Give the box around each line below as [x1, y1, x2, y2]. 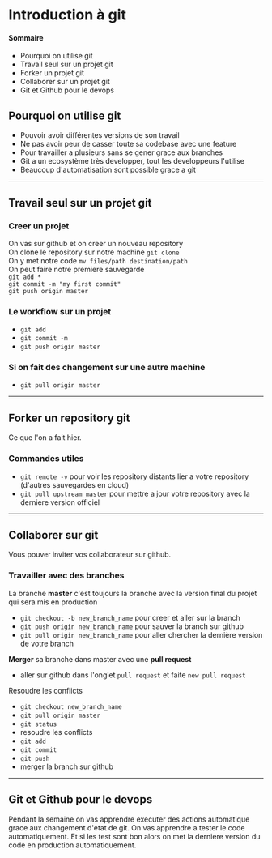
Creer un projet [8, 220, 70, 232]
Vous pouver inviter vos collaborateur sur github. [8, 549, 172, 560]
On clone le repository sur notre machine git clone [8, 247, 180, 257]
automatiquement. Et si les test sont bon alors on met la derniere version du [8, 831, 261, 841]
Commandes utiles [8, 453, 84, 464]
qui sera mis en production [8, 597, 98, 607]
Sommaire [8, 32, 44, 42]
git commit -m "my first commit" [8, 280, 121, 288]
